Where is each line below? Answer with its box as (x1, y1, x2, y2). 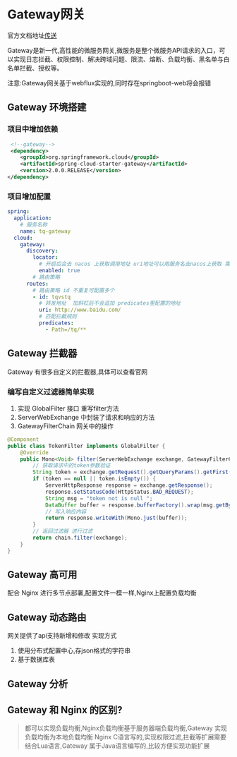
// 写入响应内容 (44, 508, 87, 515)
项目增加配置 (7, 191, 51, 201)
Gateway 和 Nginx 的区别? (7, 704, 123, 716)
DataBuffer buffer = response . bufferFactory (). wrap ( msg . (44, 502, 217, 509)
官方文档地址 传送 (7, 31, 57, 40)
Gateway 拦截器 (7, 347, 78, 360)
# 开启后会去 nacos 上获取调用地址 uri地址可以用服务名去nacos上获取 (38, 260, 222, 268)
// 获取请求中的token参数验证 (32, 462, 111, 469)
